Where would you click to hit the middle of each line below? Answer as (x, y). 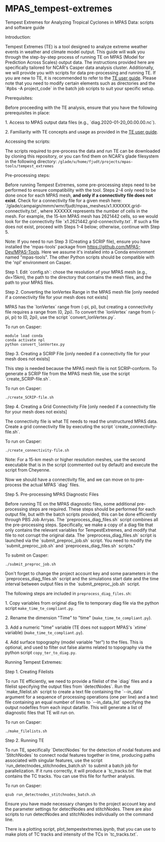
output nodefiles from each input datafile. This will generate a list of (74, 707)
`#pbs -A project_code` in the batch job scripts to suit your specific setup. (80, 88)
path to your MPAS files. (30, 282)
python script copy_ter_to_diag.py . (41, 652)
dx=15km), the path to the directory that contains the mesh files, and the (78, 277)
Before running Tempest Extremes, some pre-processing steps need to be (81, 185)
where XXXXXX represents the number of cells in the (94, 211)
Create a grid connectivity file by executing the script (59, 426)
